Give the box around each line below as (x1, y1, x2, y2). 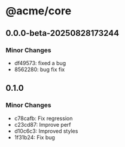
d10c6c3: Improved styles (14, 127, 78, 134)
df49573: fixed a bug (14, 59, 66, 66)
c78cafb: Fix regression (14, 115, 73, 122)
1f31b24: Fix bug (14, 133, 55, 141)
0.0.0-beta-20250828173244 (5, 28, 120, 38)
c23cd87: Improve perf (14, 121, 71, 128)
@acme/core (5, 4, 72, 18)
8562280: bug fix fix (14, 66, 65, 73)
